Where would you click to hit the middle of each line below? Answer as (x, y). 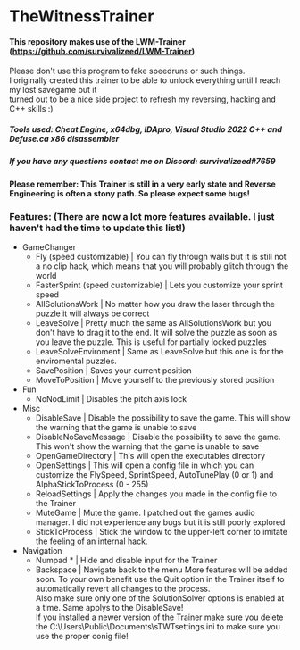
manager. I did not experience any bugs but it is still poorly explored (160, 522)
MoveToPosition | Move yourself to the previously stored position (155, 380)
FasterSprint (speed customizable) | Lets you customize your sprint (159, 285)
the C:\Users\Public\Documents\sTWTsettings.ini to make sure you (158, 627)
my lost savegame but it (53, 90)
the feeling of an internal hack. (92, 541)
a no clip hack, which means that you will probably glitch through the (162, 266)
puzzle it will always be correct (92, 313)
